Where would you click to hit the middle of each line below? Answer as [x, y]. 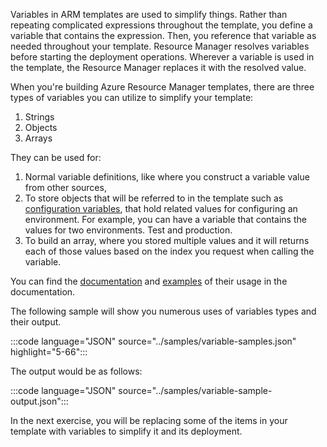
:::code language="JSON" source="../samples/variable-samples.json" [153, 341]
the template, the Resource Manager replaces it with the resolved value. [158, 67]
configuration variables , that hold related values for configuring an [161, 208]
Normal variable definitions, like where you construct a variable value [167, 177]
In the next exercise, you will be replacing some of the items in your [149, 420]
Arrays [38, 138]
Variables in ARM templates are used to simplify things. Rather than [149, 14]
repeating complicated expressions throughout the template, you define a [161, 25]
